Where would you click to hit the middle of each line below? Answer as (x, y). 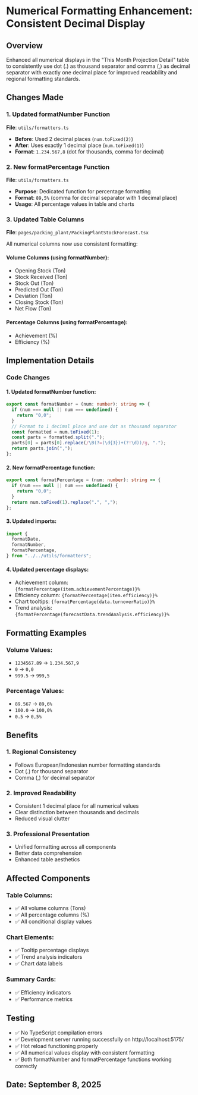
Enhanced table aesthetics (47, 859)
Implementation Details (50, 361)
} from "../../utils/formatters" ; (49, 556)
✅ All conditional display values (53, 922)
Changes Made (35, 97)
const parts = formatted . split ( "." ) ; (58, 437)
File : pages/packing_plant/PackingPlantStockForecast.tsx (77, 233)
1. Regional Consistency (41, 752)
